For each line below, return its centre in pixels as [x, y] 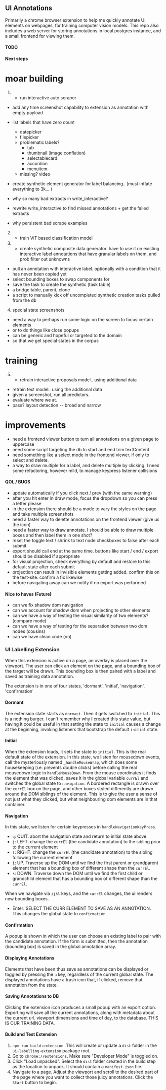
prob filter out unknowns [45, 259]
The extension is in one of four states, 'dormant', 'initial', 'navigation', [75, 686]
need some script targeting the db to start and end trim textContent [81, 449]
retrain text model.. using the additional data [57, 389]
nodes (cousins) [29, 631]
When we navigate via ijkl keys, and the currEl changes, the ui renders [79, 893]
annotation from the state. [32, 985]
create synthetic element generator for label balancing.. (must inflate [82, 184]
